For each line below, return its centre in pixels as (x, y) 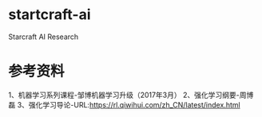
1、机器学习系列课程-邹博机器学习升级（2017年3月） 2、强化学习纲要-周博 (131, 95)
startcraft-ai (50, 15)
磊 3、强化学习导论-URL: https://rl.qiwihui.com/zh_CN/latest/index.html (125, 104)
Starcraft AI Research (44, 37)
